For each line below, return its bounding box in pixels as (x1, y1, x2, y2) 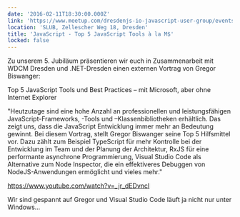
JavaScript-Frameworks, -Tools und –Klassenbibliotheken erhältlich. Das (7, 115, 221, 123)
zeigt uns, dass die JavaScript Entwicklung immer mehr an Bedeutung (7, 122, 214, 131)
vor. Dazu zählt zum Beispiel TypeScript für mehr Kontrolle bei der (7, 137, 202, 146)
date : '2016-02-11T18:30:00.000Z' (7, 10, 111, 18)
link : (7, 17, 24, 24)
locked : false (7, 37, 50, 44)
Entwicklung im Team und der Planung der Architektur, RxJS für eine (7, 145, 209, 153)
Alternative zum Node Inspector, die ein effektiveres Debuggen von (7, 160, 206, 168)
